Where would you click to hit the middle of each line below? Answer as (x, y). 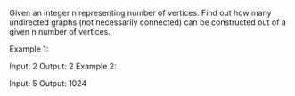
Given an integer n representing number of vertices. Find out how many (140, 13)
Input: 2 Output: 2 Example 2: (63, 66)
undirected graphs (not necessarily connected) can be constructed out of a (148, 22)
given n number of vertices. (60, 32)
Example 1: (29, 49)
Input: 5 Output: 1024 (48, 83)
